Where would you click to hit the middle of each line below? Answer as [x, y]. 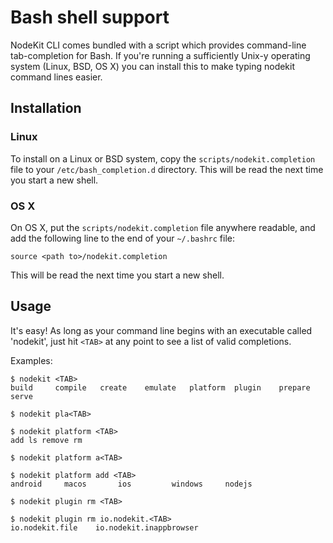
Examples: [31, 360]
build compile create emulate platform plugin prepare [160, 387]
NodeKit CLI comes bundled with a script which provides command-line [158, 45]
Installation [46, 108]
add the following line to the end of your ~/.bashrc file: [122, 238]
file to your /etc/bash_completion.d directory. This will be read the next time [167, 169]
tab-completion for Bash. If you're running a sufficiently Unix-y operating [160, 55]
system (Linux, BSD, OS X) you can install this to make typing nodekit [153, 66]
